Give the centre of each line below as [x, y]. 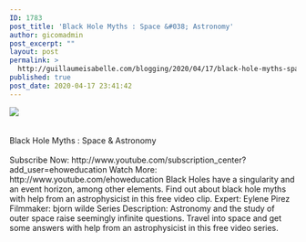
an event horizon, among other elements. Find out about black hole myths [148, 189]
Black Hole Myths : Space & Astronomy [83, 140]
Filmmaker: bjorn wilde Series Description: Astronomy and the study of [142, 208]
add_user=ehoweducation [58, 169]
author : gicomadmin [46, 35]
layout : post [34, 52]
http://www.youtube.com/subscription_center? [159, 160]
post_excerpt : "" [42, 43]
